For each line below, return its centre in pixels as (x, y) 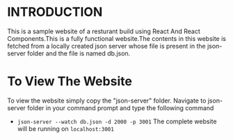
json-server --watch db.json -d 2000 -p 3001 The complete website (117, 121)
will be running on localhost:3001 (66, 128)
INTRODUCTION (55, 12)
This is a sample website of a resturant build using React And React (104, 31)
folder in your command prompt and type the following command (121, 107)
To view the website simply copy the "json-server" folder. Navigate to (107, 100)
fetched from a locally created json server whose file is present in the (107, 46)
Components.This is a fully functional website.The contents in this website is (117, 38)
